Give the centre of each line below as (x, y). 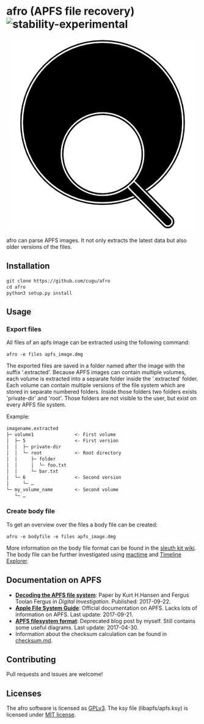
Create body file (31, 511)
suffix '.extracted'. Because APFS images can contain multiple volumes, (96, 372)
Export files (24, 330)
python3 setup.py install (39, 293)
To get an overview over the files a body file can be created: (82, 525)
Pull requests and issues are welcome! (55, 674)
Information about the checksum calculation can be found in (91, 633)
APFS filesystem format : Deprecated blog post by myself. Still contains (105, 621)
